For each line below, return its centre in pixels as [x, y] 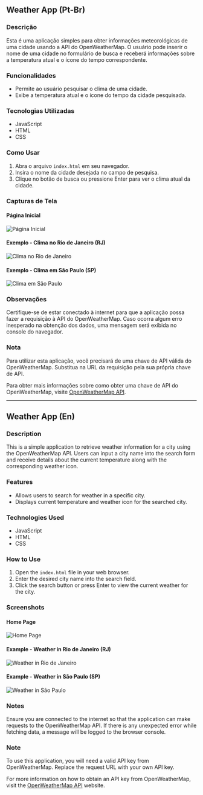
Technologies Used [35, 517]
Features [20, 482]
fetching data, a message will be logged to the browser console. [86, 732]
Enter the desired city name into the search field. [76, 579]
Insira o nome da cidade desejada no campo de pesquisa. [87, 172]
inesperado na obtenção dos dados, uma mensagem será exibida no [92, 325]
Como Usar [23, 153]
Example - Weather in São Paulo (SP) [53, 677]
